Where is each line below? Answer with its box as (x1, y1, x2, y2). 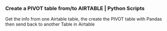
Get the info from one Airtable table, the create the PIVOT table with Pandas (5, 16, 162, 22)
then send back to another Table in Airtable (5, 21, 95, 27)
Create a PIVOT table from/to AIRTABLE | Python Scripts (5, 5, 145, 12)
